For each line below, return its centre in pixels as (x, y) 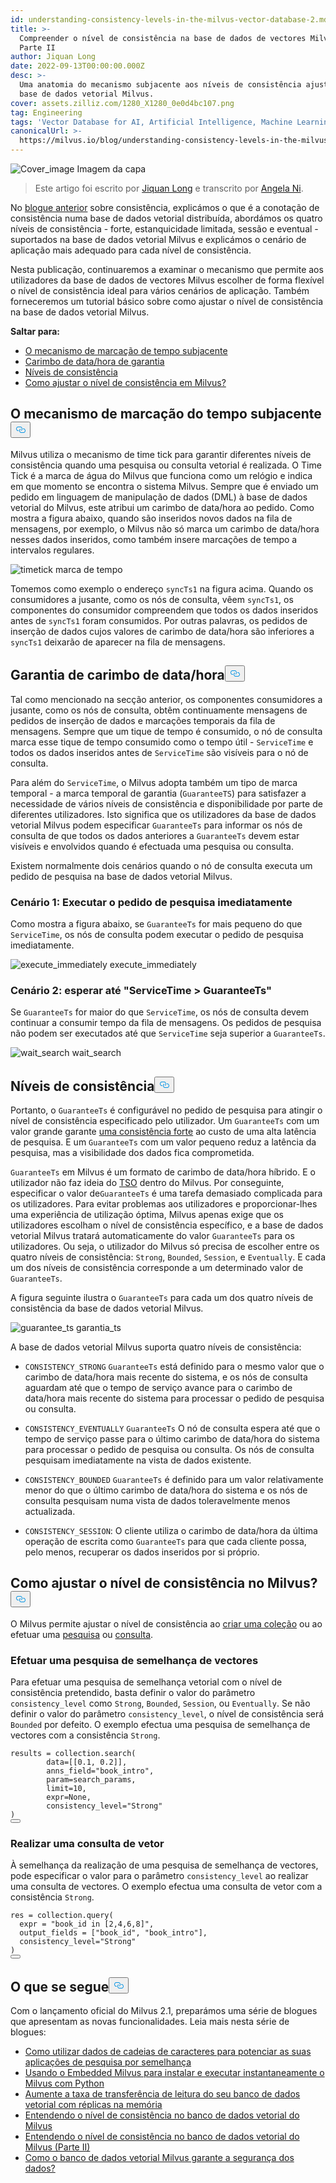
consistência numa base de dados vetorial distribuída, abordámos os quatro (166, 218)
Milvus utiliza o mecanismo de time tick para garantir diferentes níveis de (161, 454)
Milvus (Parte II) (57, 2147)
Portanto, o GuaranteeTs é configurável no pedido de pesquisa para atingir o (166, 1110)
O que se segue (60, 1986)
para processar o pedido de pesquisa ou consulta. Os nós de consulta (169, 1450)
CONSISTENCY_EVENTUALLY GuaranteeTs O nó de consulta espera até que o (172, 1428)
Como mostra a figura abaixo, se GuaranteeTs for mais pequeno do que (156, 923)
